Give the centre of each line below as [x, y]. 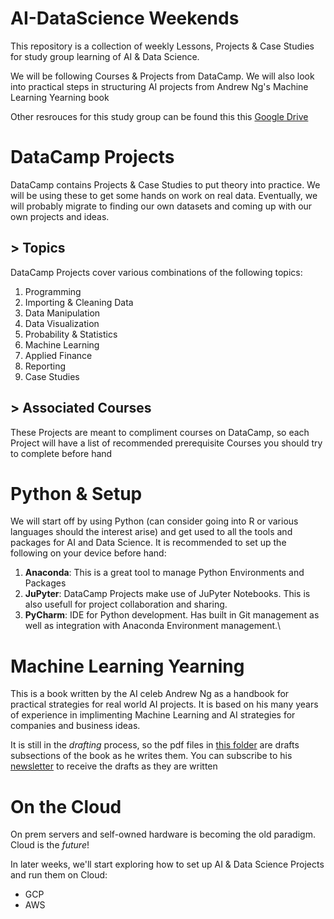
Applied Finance [58, 355]
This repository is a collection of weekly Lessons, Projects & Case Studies [162, 46]
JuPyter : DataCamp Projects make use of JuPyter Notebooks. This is [167, 594]
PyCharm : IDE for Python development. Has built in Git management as [172, 615]
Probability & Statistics [71, 334]
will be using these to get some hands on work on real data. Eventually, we [164, 195]
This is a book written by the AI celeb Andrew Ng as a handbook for [150, 694]
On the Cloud [66, 806]
